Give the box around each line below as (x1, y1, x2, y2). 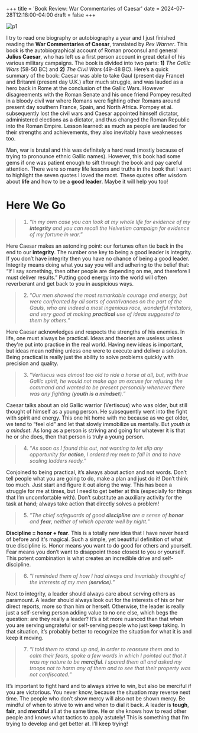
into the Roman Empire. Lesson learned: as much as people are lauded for (6, 123, 186, 129)
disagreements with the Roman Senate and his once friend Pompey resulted (6, 91, 191, 98)
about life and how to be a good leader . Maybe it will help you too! (6, 178, 168, 185)
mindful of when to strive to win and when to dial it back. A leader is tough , (6, 701, 189, 708)
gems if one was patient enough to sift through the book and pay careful (6, 159, 183, 166)
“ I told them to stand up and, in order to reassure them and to (29, 645, 180, 652)
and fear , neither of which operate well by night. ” (29, 518, 150, 525)
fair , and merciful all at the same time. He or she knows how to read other (6, 708, 187, 715)
